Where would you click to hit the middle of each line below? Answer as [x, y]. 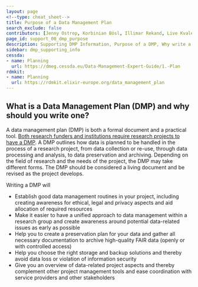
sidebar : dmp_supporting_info [43, 50]
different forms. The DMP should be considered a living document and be [95, 167]
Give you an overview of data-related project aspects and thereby [95, 265]
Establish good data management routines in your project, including [97, 196]
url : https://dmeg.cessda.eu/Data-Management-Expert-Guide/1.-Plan [96, 66]
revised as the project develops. [45, 173]
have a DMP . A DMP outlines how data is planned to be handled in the [91, 142]
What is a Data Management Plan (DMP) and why [98, 106]
